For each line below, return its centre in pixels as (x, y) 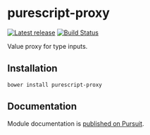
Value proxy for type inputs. (48, 46)
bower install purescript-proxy (55, 85)
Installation (32, 69)
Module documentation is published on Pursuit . (76, 123)
